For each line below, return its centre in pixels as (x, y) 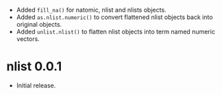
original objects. (39, 24)
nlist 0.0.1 (34, 67)
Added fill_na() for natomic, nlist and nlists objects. (91, 10)
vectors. (28, 39)
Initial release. (36, 85)
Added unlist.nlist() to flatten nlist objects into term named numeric (115, 31)
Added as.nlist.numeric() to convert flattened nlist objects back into (114, 17)
